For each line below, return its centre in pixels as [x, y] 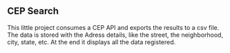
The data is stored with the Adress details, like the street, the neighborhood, [115, 35]
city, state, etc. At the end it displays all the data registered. [92, 42]
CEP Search [33, 11]
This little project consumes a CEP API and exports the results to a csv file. [113, 27]
